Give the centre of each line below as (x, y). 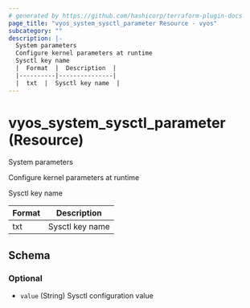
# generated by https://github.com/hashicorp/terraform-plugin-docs (125, 16)
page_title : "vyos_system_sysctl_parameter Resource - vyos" (113, 23)
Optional (25, 278)
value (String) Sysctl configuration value (87, 296)
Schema (29, 255)
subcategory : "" (35, 31)
